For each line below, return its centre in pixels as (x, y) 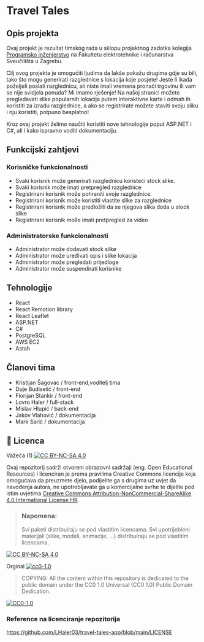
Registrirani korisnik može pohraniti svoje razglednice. (83, 193)
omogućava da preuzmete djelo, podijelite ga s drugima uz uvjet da (91, 481)
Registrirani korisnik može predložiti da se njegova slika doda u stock (102, 207)
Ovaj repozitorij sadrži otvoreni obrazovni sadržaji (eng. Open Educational (100, 468)
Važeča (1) (20, 455)
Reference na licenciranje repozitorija (63, 619)
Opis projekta (33, 33)
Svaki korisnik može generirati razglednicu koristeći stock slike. (95, 180)
